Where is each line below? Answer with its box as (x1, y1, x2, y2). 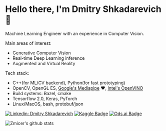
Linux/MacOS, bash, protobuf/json (12, 101, 83, 107)
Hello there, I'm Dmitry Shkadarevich (5, 3, 161, 15)
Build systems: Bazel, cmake (12, 90, 71, 96)
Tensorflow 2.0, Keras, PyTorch (12, 96, 77, 102)
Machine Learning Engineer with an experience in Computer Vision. (5, 30, 144, 36)
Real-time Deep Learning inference (12, 55, 85, 61)
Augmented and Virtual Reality (12, 60, 75, 66)
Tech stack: (5, 70, 29, 76)
